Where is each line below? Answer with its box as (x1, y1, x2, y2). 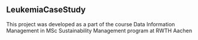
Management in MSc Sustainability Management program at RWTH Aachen (6, 27, 193, 34)
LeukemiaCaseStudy (6, 5, 86, 15)
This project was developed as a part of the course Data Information (6, 20, 175, 27)
